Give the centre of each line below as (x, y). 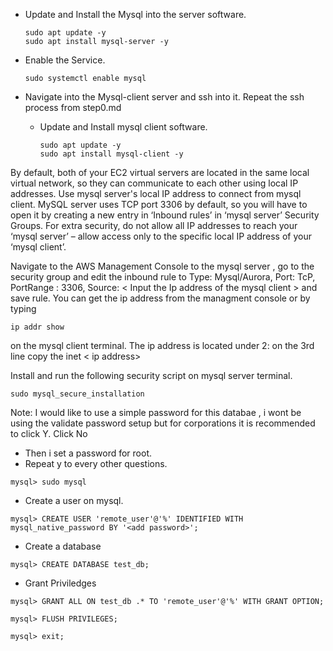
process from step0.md (73, 107)
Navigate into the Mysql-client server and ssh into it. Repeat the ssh (164, 97)
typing (23, 308)
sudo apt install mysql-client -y (111, 154)
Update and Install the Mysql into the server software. (135, 14)
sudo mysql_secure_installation (77, 394)
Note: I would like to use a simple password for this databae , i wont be (156, 412)
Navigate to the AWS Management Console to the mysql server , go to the (162, 266)
